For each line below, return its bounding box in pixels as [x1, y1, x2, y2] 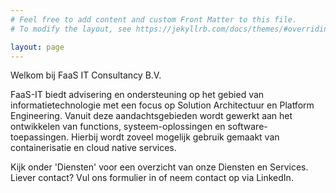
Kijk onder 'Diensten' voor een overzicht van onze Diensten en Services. [10, 161, 309, 173]
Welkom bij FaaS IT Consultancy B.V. [10, 69, 162, 81]
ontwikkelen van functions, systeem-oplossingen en [10, 121, 226, 133]
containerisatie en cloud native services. [10, 142, 177, 154]
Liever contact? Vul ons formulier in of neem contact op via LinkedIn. [10, 172, 294, 184]
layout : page [10, 42, 65, 52]
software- [227, 121, 268, 133]
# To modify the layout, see [10, 24, 132, 34]
